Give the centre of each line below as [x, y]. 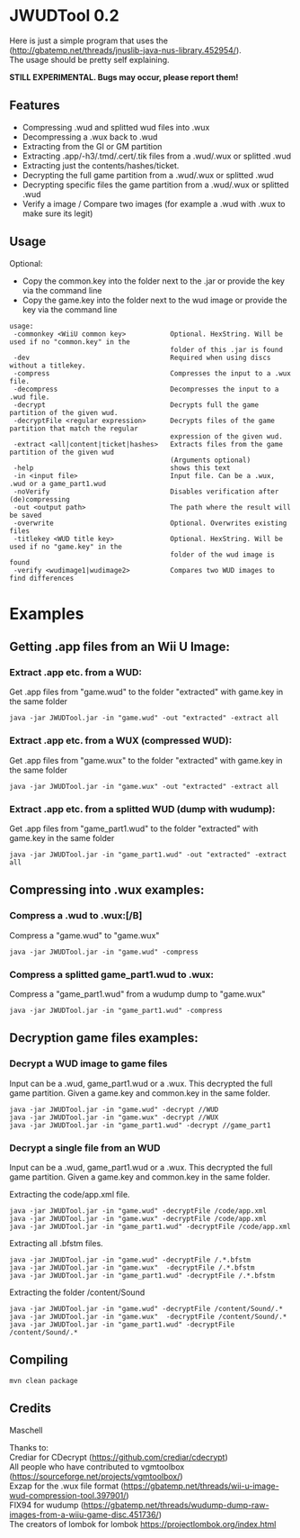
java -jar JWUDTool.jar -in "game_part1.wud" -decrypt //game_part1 [140, 1125]
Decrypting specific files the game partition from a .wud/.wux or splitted [155, 185]
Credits [31, 1409]
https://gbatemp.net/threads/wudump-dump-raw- [176, 1505]
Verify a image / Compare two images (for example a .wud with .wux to [154, 204]
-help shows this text [122, 468]
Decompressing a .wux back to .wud [90, 137]
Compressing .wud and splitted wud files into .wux [116, 127]
